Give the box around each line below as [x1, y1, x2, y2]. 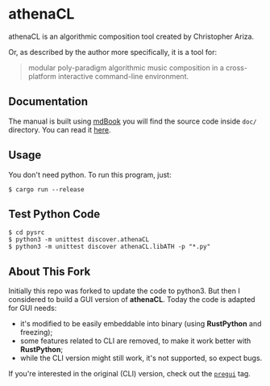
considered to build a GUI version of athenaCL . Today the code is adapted [8, 295, 255, 304]
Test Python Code [8, 207, 101, 220]
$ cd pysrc [8, 229, 45, 237]
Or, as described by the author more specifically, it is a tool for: [8, 47, 218, 57]
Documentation [8, 94, 89, 109]
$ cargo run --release [8, 185, 85, 194]
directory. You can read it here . [8, 124, 111, 134]
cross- [225, 62, 248, 73]
